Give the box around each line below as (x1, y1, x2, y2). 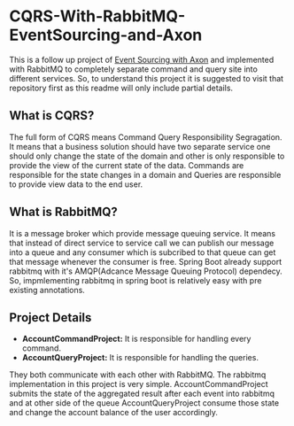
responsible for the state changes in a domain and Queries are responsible (9, 169, 282, 180)
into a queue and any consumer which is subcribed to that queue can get (9, 246, 276, 258)
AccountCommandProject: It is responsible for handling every (21, 334, 251, 345)
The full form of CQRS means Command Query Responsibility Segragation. (9, 131, 282, 143)
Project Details (9, 310, 92, 325)
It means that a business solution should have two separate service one (9, 141, 271, 151)
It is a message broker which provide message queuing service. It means (9, 228, 276, 238)
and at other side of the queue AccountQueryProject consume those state (9, 398, 280, 408)
